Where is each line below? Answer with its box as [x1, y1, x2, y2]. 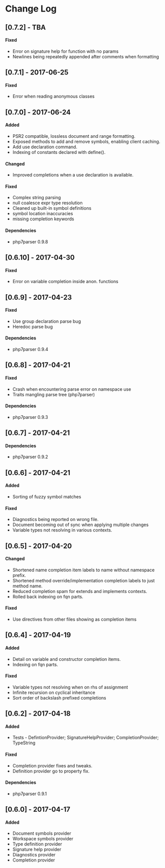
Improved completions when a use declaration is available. [12, 172, 134, 178]
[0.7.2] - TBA [5, 23, 46, 32]
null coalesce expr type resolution [12, 200, 83, 206]
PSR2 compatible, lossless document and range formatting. [12, 133, 135, 139]
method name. [12, 583, 43, 589]
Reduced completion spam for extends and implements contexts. [12, 588, 147, 594]
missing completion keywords [12, 216, 74, 222]
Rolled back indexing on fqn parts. [12, 593, 84, 599]
